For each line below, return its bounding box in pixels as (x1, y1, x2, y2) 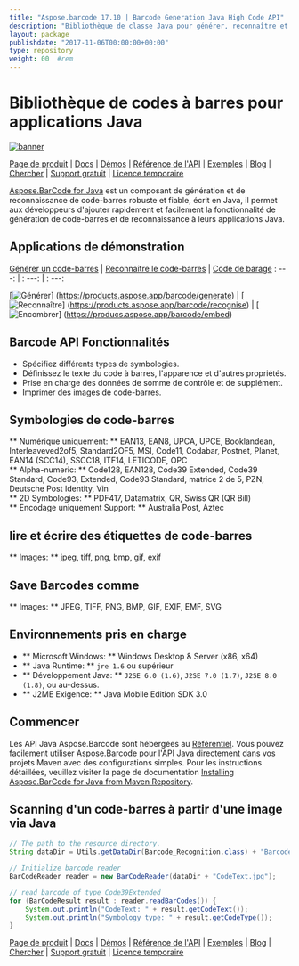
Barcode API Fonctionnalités (9, 335, 171, 350)
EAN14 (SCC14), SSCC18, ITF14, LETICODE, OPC (9, 455, 188, 466)
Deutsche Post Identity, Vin (9, 483, 109, 495)
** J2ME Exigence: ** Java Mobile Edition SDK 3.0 (21, 688, 207, 700)
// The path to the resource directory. (9, 839, 162, 848)
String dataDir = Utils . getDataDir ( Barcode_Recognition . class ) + (9, 847, 256, 856)
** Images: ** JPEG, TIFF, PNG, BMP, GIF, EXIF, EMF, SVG (9, 602, 222, 611)
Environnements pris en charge (9, 627, 187, 643)
